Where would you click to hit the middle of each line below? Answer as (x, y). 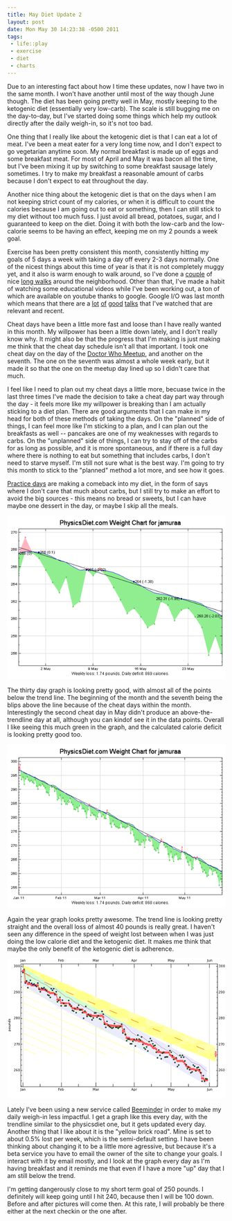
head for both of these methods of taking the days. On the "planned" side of (116, 419)
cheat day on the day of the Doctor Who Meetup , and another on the (105, 353)
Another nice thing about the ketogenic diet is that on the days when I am (112, 194)
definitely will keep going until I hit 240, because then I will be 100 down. (110, 1196)
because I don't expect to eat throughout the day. (78, 181)
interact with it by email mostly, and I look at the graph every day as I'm (109, 1161)
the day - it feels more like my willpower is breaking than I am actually (107, 404)
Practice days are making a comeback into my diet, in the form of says (108, 483)
